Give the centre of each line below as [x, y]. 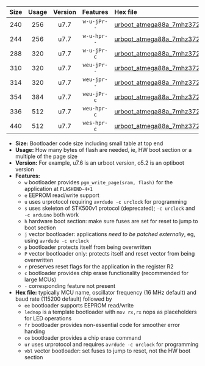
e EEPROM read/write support [62, 195]
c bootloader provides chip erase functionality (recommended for [106, 273]
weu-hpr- [95, 108]
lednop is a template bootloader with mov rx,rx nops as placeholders [110, 312]
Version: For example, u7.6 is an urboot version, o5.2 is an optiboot [100, 163]
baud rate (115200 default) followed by [63, 299]
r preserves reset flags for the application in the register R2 [99, 267]
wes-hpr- [95, 123]
